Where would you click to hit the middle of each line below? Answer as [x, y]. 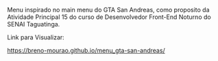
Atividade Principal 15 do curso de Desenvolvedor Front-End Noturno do [109, 17]
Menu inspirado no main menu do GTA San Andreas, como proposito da [109, 10]
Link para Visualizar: [36, 37]
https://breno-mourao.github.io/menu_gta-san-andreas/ [86, 50]
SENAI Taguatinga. [34, 24]
